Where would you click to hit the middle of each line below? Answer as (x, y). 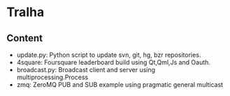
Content (25, 38)
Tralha (26, 12)
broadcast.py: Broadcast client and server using (86, 70)
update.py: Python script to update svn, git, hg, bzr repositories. (109, 55)
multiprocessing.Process (52, 77)
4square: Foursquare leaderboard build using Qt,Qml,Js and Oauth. (114, 62)
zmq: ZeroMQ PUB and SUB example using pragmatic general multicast (120, 84)
